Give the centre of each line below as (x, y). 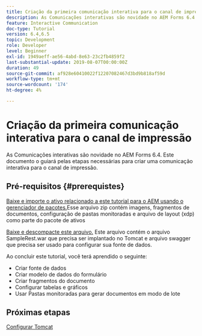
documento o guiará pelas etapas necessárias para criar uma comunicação (100, 161)
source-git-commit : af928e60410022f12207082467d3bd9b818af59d (86, 73)
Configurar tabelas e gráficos (51, 287)
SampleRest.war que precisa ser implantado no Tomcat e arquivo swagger (99, 238)
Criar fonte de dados (41, 268)
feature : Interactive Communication (52, 23)
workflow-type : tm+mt (33, 79)
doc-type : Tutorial (31, 29)
